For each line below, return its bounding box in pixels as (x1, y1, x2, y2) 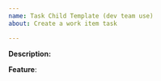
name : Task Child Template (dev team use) (8, 11, 154, 20)
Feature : (8, 64, 38, 74)
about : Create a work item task (8, 19, 117, 28)
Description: (8, 49, 51, 58)
